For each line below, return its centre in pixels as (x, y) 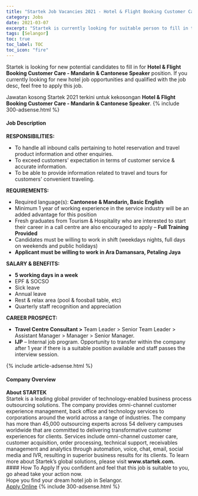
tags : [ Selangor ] (27, 34)
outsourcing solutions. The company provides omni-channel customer (91, 405)
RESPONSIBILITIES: (30, 136)
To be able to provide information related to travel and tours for (91, 172)
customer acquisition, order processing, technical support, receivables (92, 443)
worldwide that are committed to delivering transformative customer (89, 430)
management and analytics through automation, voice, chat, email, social (95, 449)
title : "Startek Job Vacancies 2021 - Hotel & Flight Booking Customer (96, 12)
